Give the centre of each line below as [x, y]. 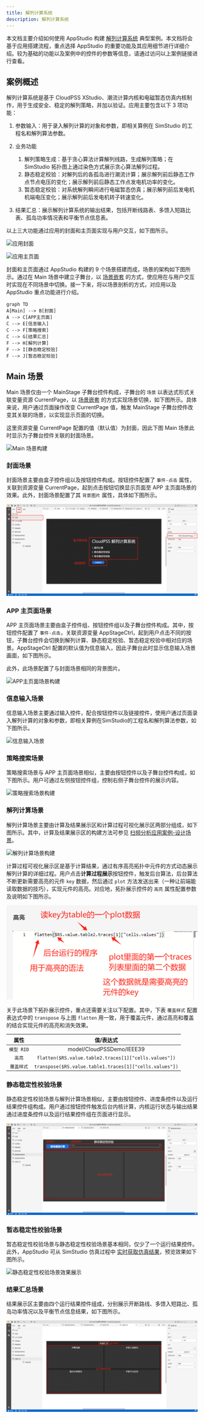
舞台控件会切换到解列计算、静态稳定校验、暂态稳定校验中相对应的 [104, 640]
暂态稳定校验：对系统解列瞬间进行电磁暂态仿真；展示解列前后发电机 [109, 190]
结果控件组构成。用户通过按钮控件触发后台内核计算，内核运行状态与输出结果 [102, 1107]
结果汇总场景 [25, 1289]
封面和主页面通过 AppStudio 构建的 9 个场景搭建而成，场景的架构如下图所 [99, 269]
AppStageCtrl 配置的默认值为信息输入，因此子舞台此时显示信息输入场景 [106, 648]
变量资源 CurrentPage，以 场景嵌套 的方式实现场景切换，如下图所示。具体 [104, 400]
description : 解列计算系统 [38, 19]
